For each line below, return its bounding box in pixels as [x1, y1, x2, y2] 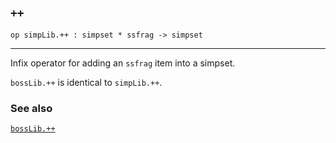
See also [10, 101, 53, 115]
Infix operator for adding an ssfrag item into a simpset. [10, 57, 236, 69]
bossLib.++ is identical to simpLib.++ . [10, 76, 163, 88]
